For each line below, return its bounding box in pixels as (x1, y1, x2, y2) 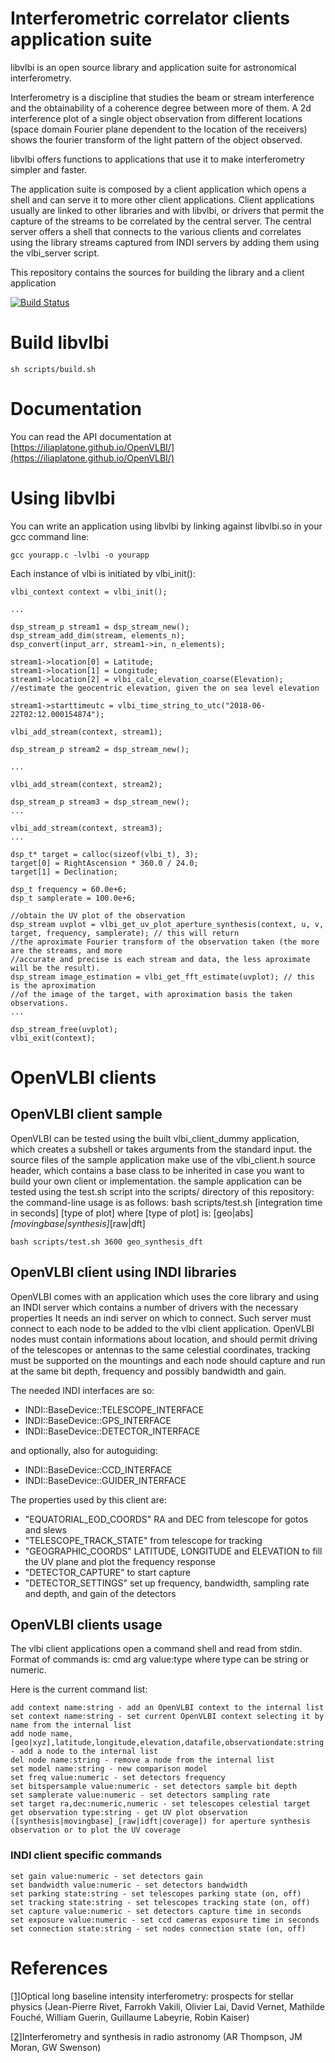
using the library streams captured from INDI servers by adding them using (10, 236, 320, 248)
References (10, 1957, 108, 1979)
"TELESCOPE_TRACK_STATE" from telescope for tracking (24, 1534, 263, 1546)
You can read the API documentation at (10, 430, 172, 442)
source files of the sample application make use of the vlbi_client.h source (10, 1153, 316, 1166)
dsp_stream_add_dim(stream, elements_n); (10, 630, 186, 641)
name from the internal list (10, 1720, 132, 1731)
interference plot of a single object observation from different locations (10, 112, 303, 124)
